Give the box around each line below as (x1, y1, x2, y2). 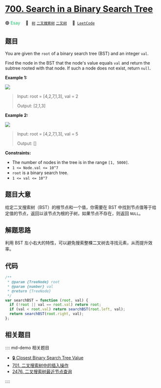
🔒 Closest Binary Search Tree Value (12, 355, 84, 361)
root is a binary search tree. (12, 170, 69, 176)
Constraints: (5, 150, 31, 156)
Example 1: (5, 74, 28, 80)
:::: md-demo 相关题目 (5, 344, 50, 350)
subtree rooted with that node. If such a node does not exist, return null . (5, 65, 151, 71)
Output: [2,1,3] (17, 103, 46, 109)
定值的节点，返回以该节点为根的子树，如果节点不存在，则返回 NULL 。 (5, 210, 143, 216)
